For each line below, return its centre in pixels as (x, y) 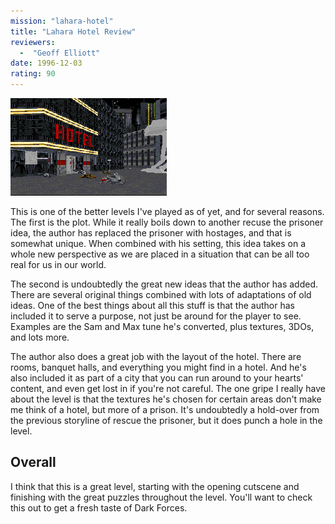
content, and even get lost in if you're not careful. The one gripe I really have (168, 388)
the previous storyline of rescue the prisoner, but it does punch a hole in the (166, 420)
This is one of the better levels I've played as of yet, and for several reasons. (167, 211)
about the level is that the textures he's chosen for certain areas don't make (166, 399)
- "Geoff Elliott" (60, 53)
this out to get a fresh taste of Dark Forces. (99, 507)
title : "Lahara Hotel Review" (73, 31)
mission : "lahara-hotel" (62, 21)
